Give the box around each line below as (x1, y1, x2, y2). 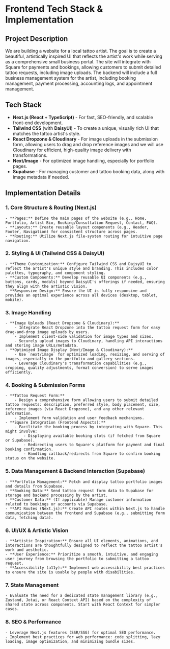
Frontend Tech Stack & (5, 3, 103, 15)
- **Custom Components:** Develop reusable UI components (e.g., (5, 274, 147, 280)
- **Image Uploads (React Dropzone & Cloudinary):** (5, 320, 120, 326)
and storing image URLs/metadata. (5, 343, 79, 348)
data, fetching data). (5, 515, 53, 520)
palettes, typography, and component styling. (5, 270, 106, 275)
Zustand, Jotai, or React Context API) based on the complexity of (5, 597, 152, 603)
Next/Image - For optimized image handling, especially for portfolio (12, 157, 155, 164)
